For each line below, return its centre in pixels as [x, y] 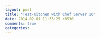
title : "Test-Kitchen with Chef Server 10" [50, 14]
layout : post [18, 10]
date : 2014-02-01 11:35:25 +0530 [39, 19]
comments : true [21, 23]
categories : [17, 28]
